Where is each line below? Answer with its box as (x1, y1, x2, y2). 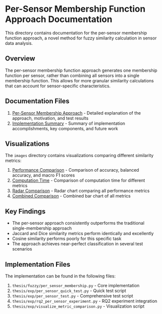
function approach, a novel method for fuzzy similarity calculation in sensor (5, 35, 157, 41)
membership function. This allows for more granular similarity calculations (5, 78, 154, 83)
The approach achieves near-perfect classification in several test (12, 241, 143, 247)
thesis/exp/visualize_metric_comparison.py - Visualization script (12, 303, 145, 309)
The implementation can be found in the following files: (5, 273, 116, 279)
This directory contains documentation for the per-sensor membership (5, 30, 147, 36)
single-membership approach (12, 225, 72, 231)
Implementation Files (5, 260, 71, 269)
